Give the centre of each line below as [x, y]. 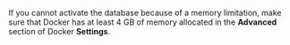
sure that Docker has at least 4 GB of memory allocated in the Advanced [143, 22]
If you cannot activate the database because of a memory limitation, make [145, 13]
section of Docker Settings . [60, 31]
